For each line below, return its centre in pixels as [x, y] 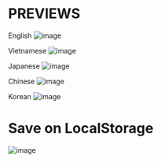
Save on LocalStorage [81, 129]
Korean [20, 96]
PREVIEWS [44, 14]
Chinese [22, 81]
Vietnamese [27, 50]
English [20, 35]
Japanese [24, 66]
